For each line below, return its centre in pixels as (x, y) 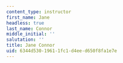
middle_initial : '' (31, 34)
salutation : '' (25, 40)
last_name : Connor (29, 28)
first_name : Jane (28, 17)
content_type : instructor (39, 12)
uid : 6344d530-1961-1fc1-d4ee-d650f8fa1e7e (62, 51)
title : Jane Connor (31, 46)
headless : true (25, 23)
